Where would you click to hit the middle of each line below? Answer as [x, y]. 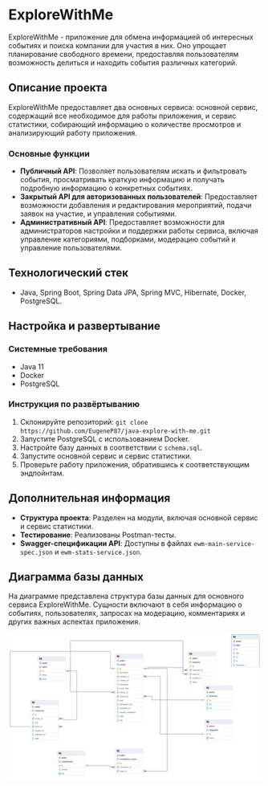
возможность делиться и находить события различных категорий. [123, 63]
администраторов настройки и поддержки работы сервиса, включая [139, 231]
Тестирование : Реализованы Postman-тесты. [98, 535]
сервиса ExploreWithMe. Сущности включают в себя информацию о [125, 605]
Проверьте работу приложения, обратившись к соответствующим [135, 464]
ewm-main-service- [224, 544]
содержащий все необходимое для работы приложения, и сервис [122, 116]
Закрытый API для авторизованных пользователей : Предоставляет [139, 197]
